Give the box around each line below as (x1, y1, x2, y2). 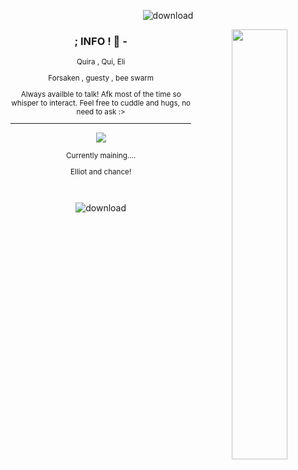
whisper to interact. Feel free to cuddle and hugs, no (11, 98, 192, 108)
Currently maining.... (66, 151, 137, 161)
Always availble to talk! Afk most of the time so (20, 89, 182, 99)
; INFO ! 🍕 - (74, 34, 128, 48)
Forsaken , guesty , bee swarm (48, 73, 155, 83)
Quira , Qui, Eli (76, 57, 126, 67)
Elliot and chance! (70, 166, 132, 177)
